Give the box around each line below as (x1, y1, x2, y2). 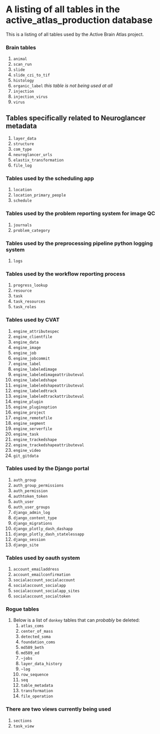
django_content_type (13, 515, 57, 521)
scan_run (13, 62, 32, 67)
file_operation (20, 694, 53, 699)
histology (13, 78, 35, 84)
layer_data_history (20, 661, 63, 667)
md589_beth (20, 645, 44, 650)
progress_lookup (13, 283, 48, 288)
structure (13, 142, 35, 147)
